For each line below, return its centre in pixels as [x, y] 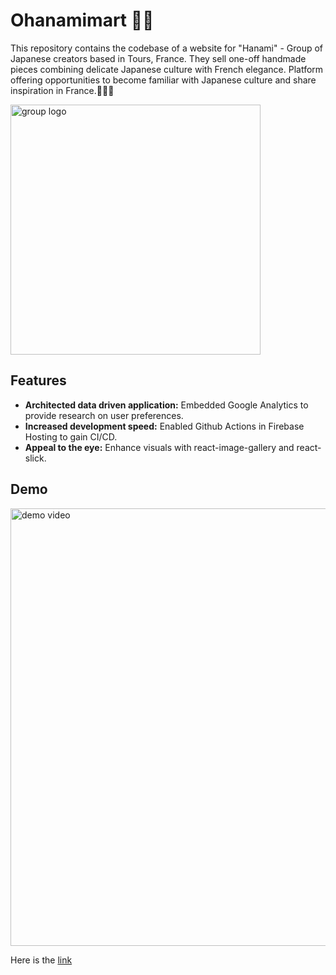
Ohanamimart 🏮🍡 [82, 20]
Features [38, 380]
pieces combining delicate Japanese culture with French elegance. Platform [167, 69]
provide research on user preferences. [104, 415]
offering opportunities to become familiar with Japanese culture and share [163, 80]
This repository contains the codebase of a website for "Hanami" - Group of [167, 48]
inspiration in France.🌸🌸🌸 [62, 90]
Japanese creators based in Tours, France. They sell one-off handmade [158, 58]
